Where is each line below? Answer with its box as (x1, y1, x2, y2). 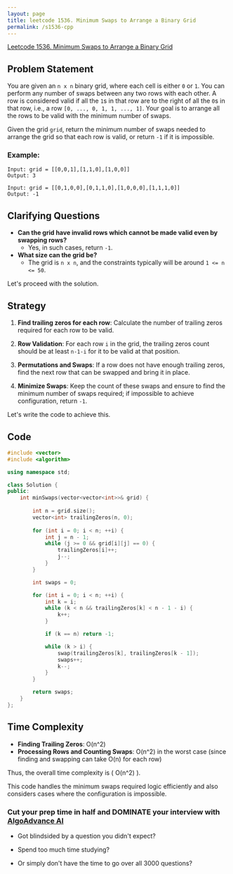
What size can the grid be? (17, 251, 98, 259)
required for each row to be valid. (17, 326, 114, 335)
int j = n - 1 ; (44, 534, 90, 541)
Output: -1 (7, 191, 39, 198)
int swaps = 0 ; (32, 579, 77, 586)
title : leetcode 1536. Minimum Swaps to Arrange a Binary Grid (7, 17, 197, 24)
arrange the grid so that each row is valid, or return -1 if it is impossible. (7, 133, 215, 141)
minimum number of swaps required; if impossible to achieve (17, 390, 194, 398)
